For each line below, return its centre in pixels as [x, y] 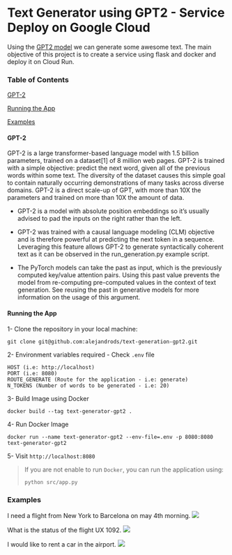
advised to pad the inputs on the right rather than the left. [100, 219]
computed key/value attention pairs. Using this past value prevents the [118, 275]
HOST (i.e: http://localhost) [51, 367]
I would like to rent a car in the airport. [62, 544]
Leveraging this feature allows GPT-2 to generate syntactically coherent [121, 247]
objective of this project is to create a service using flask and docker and [112, 54]
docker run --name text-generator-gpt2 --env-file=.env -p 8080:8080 [110, 437]
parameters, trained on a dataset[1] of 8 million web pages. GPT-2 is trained [116, 161]
